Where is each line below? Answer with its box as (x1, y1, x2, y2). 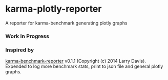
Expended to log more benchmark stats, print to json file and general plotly (5, 63, 163, 69)
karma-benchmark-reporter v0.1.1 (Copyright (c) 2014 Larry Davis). (5, 58, 146, 64)
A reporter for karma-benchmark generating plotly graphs (5, 20, 128, 26)
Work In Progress (5, 33, 50, 40)
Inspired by (5, 46, 34, 54)
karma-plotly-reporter (5, 3, 102, 15)
